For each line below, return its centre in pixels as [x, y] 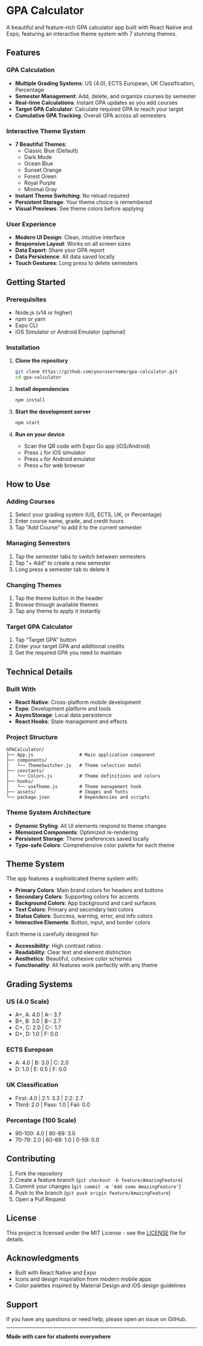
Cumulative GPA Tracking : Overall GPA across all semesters [90, 115]
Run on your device [40, 434]
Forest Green [40, 176]
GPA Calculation [31, 70]
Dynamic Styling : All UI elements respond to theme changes [91, 826]
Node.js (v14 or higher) [43, 312]
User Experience [31, 224]
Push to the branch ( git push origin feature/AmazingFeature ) [93, 1192]
